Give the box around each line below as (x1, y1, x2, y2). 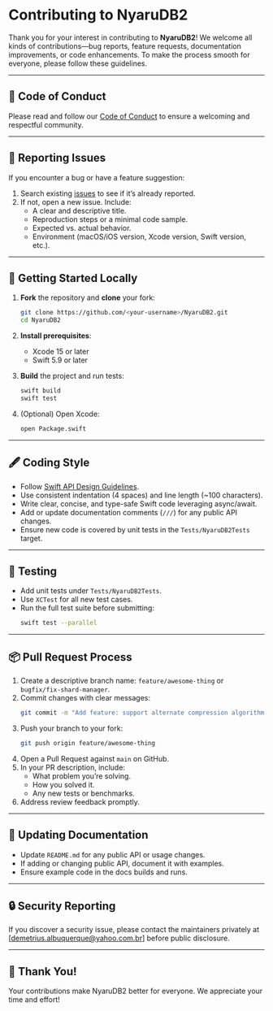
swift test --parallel (19, 619, 97, 627)
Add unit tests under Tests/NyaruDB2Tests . (19, 586, 162, 596)
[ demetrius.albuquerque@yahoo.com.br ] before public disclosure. (8, 933, 230, 944)
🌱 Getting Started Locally (8, 271, 138, 285)
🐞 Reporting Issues (8, 151, 106, 165)
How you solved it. (32, 779, 95, 789)
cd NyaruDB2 (19, 316, 61, 324)
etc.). (32, 240, 50, 249)
